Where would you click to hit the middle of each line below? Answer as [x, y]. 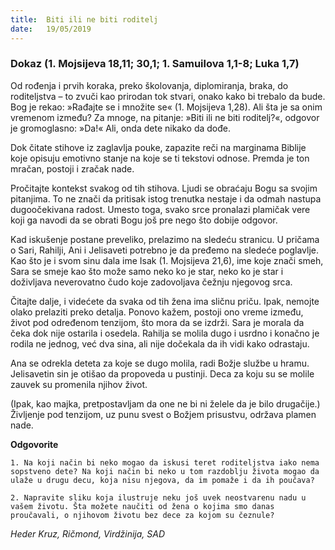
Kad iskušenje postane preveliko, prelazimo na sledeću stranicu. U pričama [165, 239]
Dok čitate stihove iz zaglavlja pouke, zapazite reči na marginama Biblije [158, 147]
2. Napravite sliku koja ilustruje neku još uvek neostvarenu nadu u [158, 497]
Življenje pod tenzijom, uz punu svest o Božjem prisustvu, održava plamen [163, 414]
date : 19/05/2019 [51, 29]
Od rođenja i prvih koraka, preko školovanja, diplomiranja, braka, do [149, 85]
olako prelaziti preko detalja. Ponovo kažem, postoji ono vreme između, [157, 312]
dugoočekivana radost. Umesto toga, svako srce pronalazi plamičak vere [160, 209]
